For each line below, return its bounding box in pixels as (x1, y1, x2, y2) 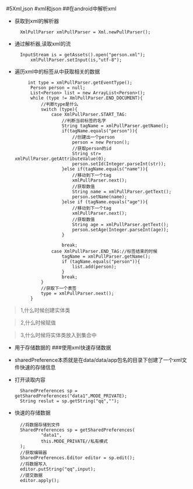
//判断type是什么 (40, 101, 79, 107)
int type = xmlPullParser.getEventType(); (27, 80, 132, 86)
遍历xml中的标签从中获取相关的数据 (14, 68, 100, 75)
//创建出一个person (72, 134, 115, 140)
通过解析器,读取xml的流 (14, 40, 71, 47)
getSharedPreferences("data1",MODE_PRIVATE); (14, 393, 127, 399)
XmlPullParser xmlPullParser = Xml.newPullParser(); (20, 29, 151, 35)
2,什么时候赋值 (20, 319, 57, 326)
